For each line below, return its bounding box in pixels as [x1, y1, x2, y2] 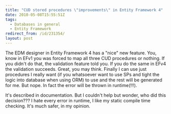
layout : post [5, 36, 33, 41]
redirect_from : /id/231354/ [5, 31, 65, 36]
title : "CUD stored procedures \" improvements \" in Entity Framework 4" [5, 7, 163, 13]
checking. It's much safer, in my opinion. [5, 103, 90, 109]
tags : [5, 17, 17, 22]
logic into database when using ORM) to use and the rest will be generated [5, 77, 162, 83]
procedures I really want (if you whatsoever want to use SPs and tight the [5, 71, 160, 77]
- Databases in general [10, 21, 60, 27]
